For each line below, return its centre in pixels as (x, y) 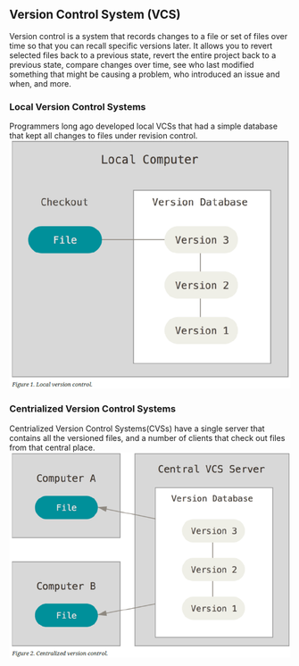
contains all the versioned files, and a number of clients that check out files (147, 437)
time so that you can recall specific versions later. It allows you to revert (141, 46)
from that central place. (52, 447)
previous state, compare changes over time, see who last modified (132, 64)
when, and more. (40, 83)
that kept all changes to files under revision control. (104, 136)
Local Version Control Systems (78, 106)
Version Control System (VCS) (95, 15)
